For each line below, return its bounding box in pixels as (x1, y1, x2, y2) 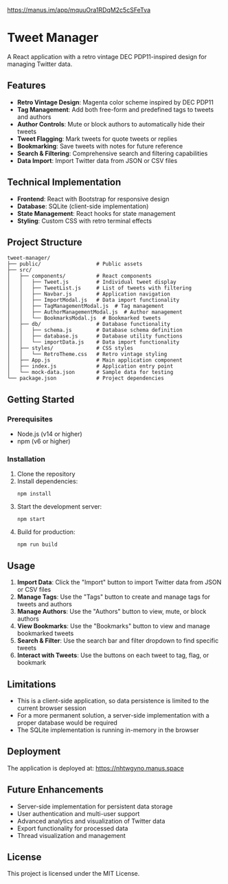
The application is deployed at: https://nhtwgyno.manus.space (7, 764, 184, 772)
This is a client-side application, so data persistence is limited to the (16, 696, 209, 705)
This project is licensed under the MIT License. (7, 870, 140, 878)
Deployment (7, 746, 61, 758)
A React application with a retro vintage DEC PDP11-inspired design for (7, 52, 207, 60)
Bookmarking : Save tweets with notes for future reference (16, 142, 183, 150)
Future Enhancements (7, 784, 104, 796)
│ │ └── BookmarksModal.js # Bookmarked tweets (7, 315, 161, 322)
